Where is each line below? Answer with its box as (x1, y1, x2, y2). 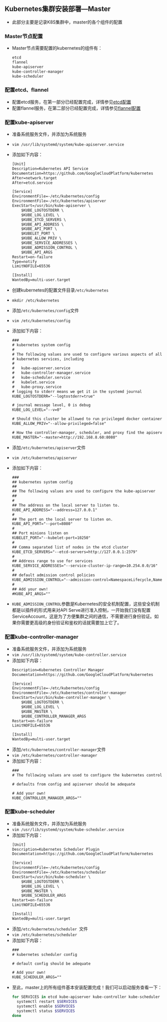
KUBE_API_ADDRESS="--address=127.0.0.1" (11, 507, 97, 513)
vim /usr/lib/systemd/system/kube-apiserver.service (11, 142, 124, 147)
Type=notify (11, 259, 37, 264)
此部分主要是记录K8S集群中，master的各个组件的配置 (11, 19, 123, 25)
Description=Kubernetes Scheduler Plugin (11, 847, 99, 852)
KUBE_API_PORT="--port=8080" (11, 522, 73, 527)
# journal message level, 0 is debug (11, 403, 91, 408)
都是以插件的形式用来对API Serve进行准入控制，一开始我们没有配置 (11, 607, 151, 613)
